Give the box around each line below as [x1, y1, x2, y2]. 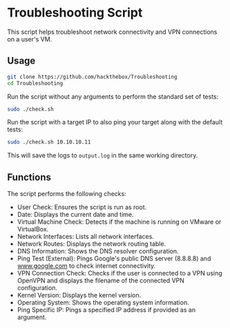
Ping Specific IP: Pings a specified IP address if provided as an [17, 306, 195, 314]
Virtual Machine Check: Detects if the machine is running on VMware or [17, 218, 222, 226]
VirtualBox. [17, 225, 49, 233]
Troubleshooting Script [7, 5, 143, 21]
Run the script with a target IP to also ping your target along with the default [7, 118, 223, 126]
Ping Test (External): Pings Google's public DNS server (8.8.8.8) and [17, 254, 211, 263]
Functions [7, 171, 52, 183]
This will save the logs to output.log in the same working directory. [7, 151, 198, 160]
